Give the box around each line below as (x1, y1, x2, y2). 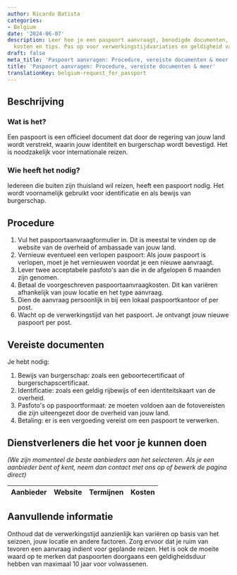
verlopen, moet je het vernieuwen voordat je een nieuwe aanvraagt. (17, 259, 214, 267)
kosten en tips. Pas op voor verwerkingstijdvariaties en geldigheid (13, 43, 222, 50)
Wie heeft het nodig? (7, 165, 80, 175)
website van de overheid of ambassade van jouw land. (17, 243, 176, 251)
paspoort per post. (17, 319, 73, 327)
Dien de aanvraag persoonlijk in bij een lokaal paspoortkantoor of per (17, 296, 219, 304)
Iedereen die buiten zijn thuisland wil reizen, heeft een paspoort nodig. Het (7, 182, 224, 190)
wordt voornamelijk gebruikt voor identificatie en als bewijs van (7, 189, 192, 198)
